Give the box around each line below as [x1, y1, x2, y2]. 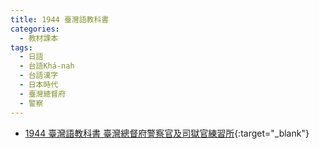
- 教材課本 [19, 33, 59, 43]
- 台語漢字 [19, 71, 59, 81]
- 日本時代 [19, 80, 59, 90]
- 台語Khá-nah [19, 61, 75, 71]
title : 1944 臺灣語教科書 [10, 14, 110, 25]
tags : [10, 42, 33, 53]
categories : [10, 24, 60, 34]
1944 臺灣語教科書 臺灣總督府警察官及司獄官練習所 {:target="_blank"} [24, 127, 310, 139]
